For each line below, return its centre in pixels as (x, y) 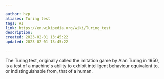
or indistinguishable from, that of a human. (49, 71)
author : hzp (18, 14)
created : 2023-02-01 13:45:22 (37, 37)
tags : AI (14, 23)
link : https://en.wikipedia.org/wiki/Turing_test (58, 28)
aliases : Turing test (28, 19)
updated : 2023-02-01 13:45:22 (37, 42)
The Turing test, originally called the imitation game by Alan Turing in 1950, (82, 60)
